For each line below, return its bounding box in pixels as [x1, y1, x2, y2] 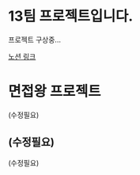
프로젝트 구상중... [8, 35, 62, 44]
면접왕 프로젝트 [8, 82, 101, 101]
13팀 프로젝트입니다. [8, 7, 134, 25]
